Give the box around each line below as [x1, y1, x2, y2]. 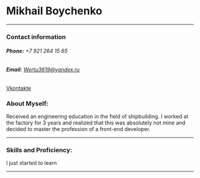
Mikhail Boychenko [6, 4, 102, 18]
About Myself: [6, 99, 49, 108]
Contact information [6, 33, 67, 41]
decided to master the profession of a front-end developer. [6, 125, 151, 132]
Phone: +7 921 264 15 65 [6, 48, 68, 55]
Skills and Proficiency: [6, 146, 73, 154]
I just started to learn [6, 160, 57, 167]
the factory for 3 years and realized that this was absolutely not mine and [6, 119, 186, 126]
